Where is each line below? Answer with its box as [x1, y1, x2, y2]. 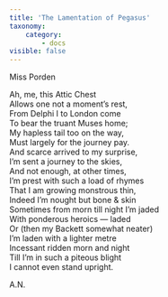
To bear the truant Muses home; [9, 118, 128, 129]
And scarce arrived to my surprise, [9, 146, 138, 158]
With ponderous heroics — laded [9, 214, 132, 225]
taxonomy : [9, 22, 47, 31]
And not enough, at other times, [9, 166, 128, 177]
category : [25, 30, 63, 39]
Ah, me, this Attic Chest [9, 89, 97, 100]
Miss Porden [9, 71, 57, 82]
